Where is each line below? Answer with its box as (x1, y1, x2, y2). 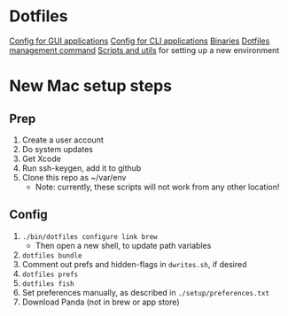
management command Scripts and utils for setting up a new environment (9, 44, 280, 55)
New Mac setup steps (9, 76, 173, 96)
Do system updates (21, 143, 93, 154)
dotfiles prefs (21, 270, 79, 279)
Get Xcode (21, 153, 62, 164)
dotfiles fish (21, 279, 74, 289)
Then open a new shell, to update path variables (35, 240, 212, 250)
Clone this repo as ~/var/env (21, 172, 127, 182)
